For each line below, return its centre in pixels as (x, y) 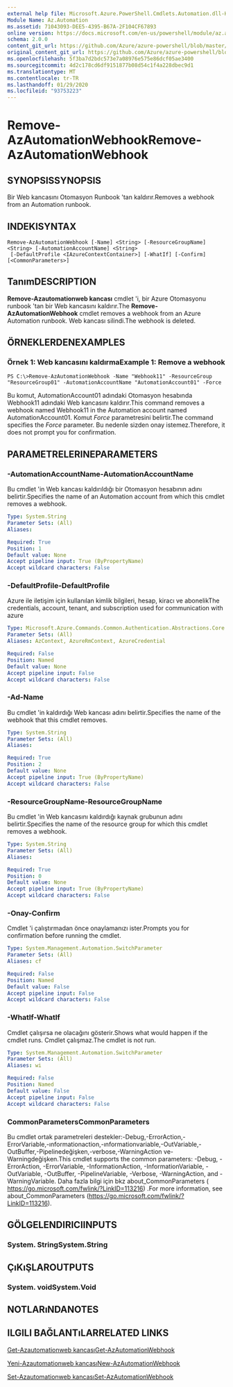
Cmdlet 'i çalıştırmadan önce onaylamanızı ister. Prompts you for (98, 928)
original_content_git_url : (46, 53)
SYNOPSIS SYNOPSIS (54, 180)
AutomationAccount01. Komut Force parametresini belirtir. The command (110, 418)
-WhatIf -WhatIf (34, 1018)
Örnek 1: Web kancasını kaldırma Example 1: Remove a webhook (116, 362)
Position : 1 (24, 548)
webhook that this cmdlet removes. (58, 720)
